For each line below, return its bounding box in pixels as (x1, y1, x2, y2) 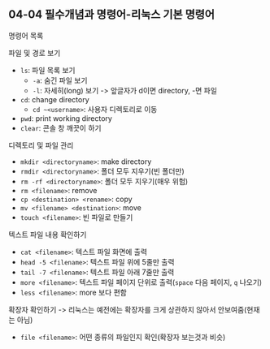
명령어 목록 (8, 31, 44, 41)
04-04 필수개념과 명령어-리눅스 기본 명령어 (8, 7, 216, 22)
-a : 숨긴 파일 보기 (32, 75, 88, 85)
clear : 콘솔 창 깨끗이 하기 (20, 123, 102, 132)
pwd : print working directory (20, 113, 112, 123)
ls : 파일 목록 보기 (20, 65, 76, 75)
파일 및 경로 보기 (8, 48, 61, 58)
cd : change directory (20, 94, 89, 104)
